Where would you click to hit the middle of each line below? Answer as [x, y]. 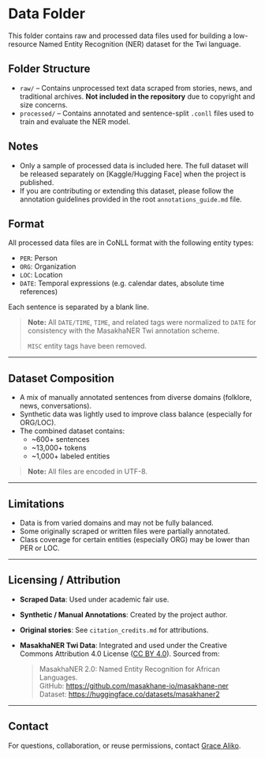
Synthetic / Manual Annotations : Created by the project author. [123, 614]
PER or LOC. [40, 548]
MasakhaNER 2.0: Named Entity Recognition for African [130, 669]
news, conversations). [56, 406]
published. [37, 182]
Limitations [36, 504]
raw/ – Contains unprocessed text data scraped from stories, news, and [136, 88]
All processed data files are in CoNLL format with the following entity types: [131, 243]
